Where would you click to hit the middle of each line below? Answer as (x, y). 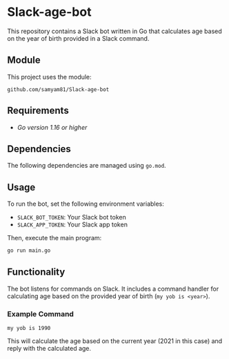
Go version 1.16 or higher (52, 127)
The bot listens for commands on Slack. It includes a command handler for (113, 289)
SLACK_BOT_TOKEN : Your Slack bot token (71, 217)
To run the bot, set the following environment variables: (86, 204)
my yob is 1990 (29, 329)
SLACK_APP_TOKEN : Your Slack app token (72, 224)
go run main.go (29, 251)
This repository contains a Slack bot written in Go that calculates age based (114, 31)
